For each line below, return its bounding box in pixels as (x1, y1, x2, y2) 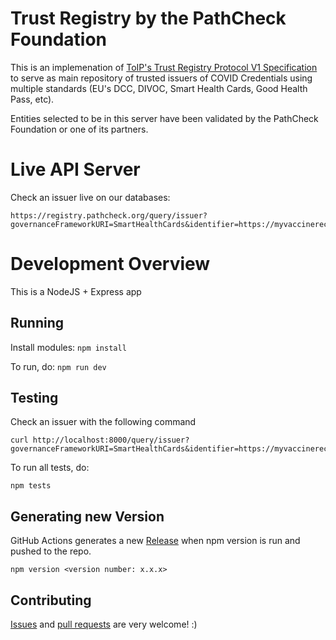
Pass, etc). (10, 93, 55, 105)
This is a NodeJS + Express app (10, 285, 142, 297)
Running (10, 315, 65, 332)
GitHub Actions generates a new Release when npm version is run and (10, 535, 301, 547)
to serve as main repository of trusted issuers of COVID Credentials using (10, 72, 313, 84)
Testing (10, 390, 59, 407)
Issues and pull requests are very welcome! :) (10, 618, 198, 631)
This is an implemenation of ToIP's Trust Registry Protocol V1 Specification (10, 61, 318, 73)
